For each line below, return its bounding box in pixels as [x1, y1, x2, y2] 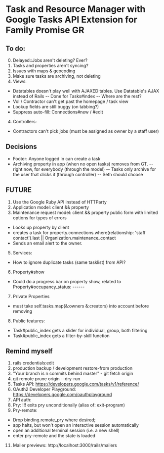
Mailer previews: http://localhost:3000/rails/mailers [12, 442, 118, 449]
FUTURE [5, 186, 32, 194]
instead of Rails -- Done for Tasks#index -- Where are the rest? [12, 93, 142, 99]
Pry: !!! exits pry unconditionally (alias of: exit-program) [12, 402, 125, 408]
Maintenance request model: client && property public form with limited [12, 209, 158, 215]
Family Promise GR [5, 25, 84, 36]
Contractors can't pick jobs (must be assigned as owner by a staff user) [12, 128, 160, 134]
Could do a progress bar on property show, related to [12, 278, 122, 284]
